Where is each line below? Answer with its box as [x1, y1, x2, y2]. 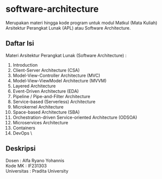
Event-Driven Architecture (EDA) [12, 88, 79, 94]
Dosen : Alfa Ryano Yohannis [5, 157, 65, 163]
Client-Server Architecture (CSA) [12, 67, 80, 73]
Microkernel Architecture [12, 104, 64, 109]
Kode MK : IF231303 [5, 163, 47, 169]
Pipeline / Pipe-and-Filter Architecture [12, 93, 90, 99]
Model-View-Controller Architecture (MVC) [12, 72, 100, 78]
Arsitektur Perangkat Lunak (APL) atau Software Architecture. [5, 25, 131, 31]
